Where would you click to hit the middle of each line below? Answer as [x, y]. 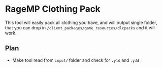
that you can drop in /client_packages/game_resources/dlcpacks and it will [81, 27]
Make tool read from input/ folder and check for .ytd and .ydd [76, 60]
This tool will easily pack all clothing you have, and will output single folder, [81, 23]
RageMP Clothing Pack [53, 9]
